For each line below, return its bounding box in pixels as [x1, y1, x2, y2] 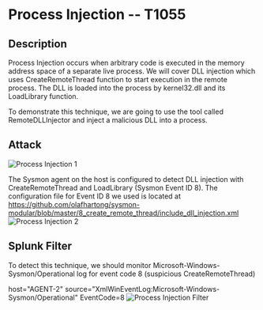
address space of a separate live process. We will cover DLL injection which [8, 66, 256, 76]
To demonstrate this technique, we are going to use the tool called [8, 107, 224, 116]
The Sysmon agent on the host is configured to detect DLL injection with [8, 174, 244, 183]
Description [8, 37, 67, 51]
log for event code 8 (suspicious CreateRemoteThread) [76, 269, 256, 278]
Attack [8, 138, 42, 152]
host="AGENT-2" [8, 284, 63, 293]
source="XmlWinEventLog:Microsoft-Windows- [64, 284, 220, 293]
